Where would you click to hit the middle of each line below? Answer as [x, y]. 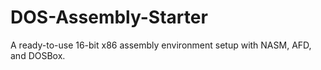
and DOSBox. [38, 55]
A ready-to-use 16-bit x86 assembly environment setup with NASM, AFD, [161, 45]
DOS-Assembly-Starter [109, 17]
